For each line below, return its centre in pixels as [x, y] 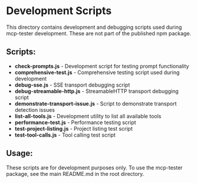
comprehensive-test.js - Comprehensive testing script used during [97, 72]
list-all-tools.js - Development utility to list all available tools [88, 116]
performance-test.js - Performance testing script [75, 122]
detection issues [35, 109]
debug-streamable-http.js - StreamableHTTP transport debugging [96, 91]
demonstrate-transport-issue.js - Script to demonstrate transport [96, 104]
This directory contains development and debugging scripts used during [94, 27]
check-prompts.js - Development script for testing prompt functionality [102, 66]
